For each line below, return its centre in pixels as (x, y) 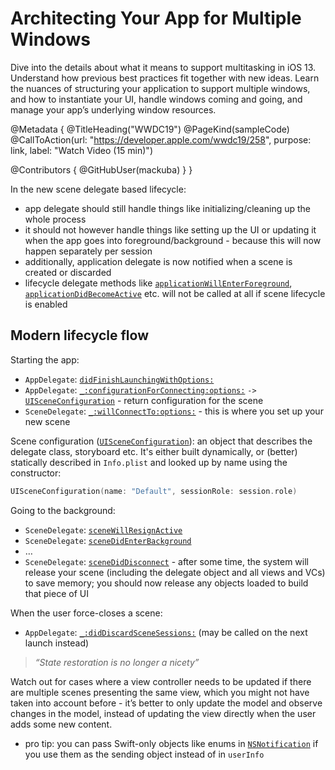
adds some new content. (61, 724)
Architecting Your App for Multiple (156, 18)
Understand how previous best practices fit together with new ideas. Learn (165, 78)
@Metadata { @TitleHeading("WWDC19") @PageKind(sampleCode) (150, 129)
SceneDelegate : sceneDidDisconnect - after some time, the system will (166, 561)
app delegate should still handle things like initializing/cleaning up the (167, 208)
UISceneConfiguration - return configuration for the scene (144, 400)
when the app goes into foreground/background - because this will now (173, 240)
